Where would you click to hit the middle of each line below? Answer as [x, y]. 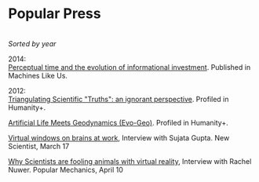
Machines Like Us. [38, 75]
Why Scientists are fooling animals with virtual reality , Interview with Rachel [130, 161]
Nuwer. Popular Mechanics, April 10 [66, 169]
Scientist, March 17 [39, 146]
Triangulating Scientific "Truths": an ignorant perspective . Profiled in [119, 99]
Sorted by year [32, 43]
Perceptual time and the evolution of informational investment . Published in [129, 67]
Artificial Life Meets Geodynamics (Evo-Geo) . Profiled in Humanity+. [119, 122]
